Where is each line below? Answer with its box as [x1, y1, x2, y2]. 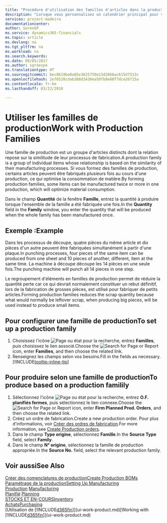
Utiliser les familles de [5, 112, 98, 123]
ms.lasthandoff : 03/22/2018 [5, 86, 64, 91]
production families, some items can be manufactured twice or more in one [5, 181, 159, 187]
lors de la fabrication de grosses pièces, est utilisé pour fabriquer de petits [5, 286, 158, 292]
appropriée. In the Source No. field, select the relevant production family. [12, 447, 162, 453]
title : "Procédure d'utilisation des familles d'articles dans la [5, 7, 146, 12]
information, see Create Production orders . [12, 426, 100, 432]
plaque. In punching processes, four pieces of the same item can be [5, 250, 144, 257]
